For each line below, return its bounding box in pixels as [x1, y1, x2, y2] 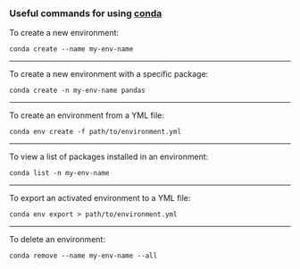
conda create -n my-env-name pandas [9, 86, 146, 96]
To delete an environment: [9, 234, 105, 245]
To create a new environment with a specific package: [9, 69, 209, 80]
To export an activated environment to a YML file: [9, 193, 191, 204]
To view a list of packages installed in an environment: [9, 151, 209, 163]
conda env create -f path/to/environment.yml [9, 128, 181, 137]
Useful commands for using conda [9, 7, 162, 20]
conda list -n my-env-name [9, 169, 110, 178]
